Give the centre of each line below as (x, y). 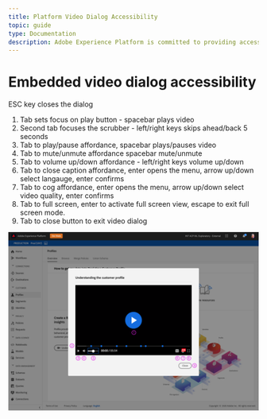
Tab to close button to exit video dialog (83, 221)
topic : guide (30, 25)
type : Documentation (43, 33)
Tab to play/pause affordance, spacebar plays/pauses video (118, 145)
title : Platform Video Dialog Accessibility (83, 17)
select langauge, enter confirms (72, 179)
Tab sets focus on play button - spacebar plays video (107, 120)
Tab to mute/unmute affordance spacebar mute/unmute (111, 153)
